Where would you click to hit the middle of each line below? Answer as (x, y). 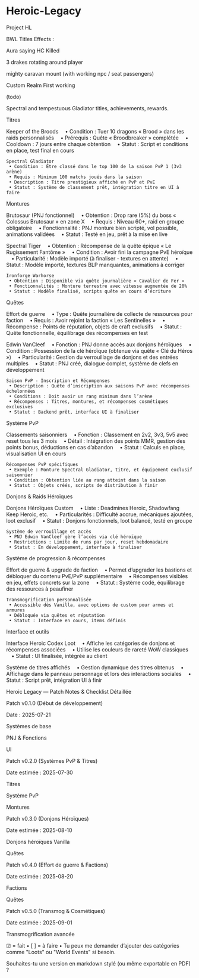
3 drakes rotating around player (45, 62)
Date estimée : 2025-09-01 (39, 923)
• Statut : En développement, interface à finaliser (75, 547)
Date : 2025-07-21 (29, 715)
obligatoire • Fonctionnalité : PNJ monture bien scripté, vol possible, (92, 228)
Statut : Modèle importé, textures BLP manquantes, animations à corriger (95, 265)
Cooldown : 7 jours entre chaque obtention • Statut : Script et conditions (97, 144)
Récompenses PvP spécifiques (42, 464)
